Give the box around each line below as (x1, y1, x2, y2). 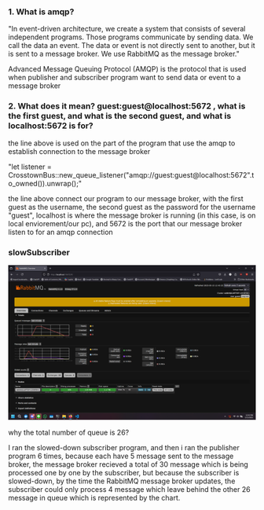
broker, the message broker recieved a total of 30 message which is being (8, 459, 249, 469)
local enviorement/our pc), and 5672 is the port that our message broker (8, 218, 243, 228)
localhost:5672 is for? (8, 120, 93, 131)
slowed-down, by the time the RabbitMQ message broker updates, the (8, 476, 236, 486)
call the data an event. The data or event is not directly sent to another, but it (8, 41, 255, 50)
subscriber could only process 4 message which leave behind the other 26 (8, 484, 251, 493)
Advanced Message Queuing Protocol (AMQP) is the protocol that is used (8, 64, 247, 74)
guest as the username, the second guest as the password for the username (8, 202, 256, 211)
